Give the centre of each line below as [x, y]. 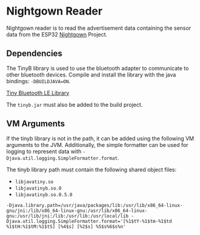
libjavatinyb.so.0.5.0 [44, 195]
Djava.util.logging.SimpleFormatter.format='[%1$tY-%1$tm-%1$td [89, 221]
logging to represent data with [44, 151]
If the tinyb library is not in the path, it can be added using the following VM [100, 138]
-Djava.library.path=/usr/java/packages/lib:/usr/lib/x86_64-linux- [95, 205]
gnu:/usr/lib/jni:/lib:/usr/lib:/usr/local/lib [68, 216]
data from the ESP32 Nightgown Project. [57, 34]
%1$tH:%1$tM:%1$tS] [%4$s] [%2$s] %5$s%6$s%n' [66, 226]
